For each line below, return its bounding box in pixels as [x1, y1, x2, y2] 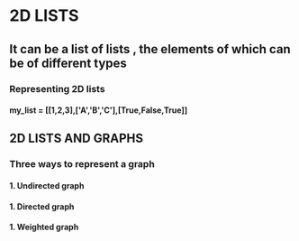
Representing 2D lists [9, 82, 105, 95]
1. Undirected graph [9, 181, 85, 190]
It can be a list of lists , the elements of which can [9, 42, 291, 57]
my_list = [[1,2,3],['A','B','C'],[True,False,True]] [9, 105, 187, 116]
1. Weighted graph [9, 222, 79, 233]
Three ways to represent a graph [9, 158, 155, 171]
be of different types [9, 55, 128, 70]
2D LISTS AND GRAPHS [9, 131, 144, 146]
